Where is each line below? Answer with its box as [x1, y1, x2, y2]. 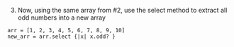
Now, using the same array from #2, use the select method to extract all [17, 6, 228, 14]
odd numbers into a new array [17, 13, 106, 22]
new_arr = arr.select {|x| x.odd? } [7, 33, 116, 40]
